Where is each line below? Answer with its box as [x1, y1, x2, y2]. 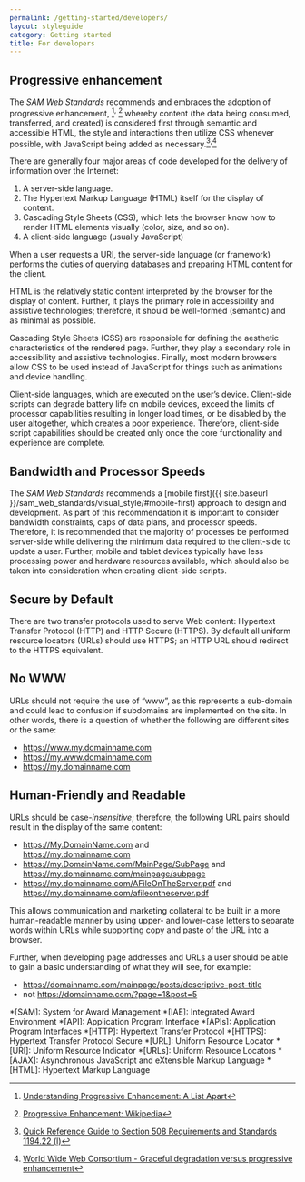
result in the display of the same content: [9, 821, 162, 833]
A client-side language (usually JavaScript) [22, 231, 184, 242]
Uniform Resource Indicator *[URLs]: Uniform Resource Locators [33, 1045, 277, 1056]
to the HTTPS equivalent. [9, 645, 103, 655]
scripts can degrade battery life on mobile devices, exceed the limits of [9, 399, 275, 409]
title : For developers [9, 38, 95, 48]
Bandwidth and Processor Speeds [9, 463, 206, 479]
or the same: [9, 724, 57, 735]
